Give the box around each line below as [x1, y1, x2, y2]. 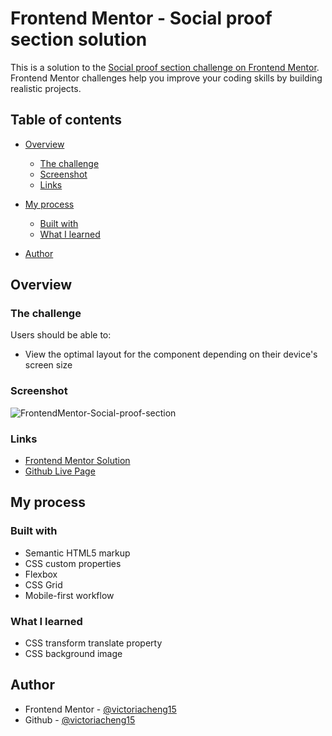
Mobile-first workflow [24, 589, 115, 601]
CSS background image [24, 648, 123, 660]
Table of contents [10, 112, 122, 129]
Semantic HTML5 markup [24, 547, 131, 559]
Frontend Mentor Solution [24, 455, 131, 467]
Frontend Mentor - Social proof [10, 7, 273, 30]
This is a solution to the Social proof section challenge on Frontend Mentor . [10, 61, 320, 73]
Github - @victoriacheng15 [24, 713, 136, 726]
